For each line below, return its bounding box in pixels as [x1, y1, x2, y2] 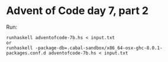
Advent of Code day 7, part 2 [6, 4, 149, 18]
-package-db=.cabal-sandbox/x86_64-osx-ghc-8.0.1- [35, 45, 163, 51]
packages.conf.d [6, 50, 46, 56]
